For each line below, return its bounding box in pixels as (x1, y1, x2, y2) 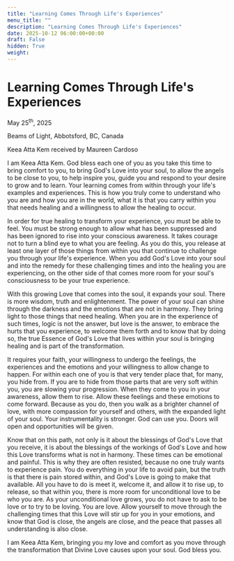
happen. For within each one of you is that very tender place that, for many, (7, 370, 224, 379)
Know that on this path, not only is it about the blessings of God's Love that (7, 436, 223, 444)
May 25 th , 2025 (7, 117, 52, 126)
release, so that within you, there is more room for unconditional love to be (7, 488, 221, 496)
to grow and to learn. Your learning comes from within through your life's (7, 181, 216, 189)
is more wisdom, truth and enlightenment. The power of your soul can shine (7, 298, 225, 306)
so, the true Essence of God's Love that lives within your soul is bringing (7, 335, 214, 343)
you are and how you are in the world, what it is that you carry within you (7, 196, 216, 205)
